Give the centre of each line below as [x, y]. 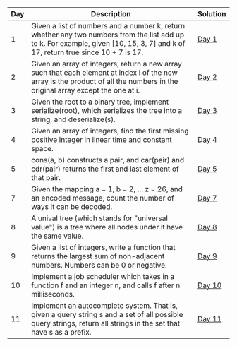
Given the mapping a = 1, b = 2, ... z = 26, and [107, 189]
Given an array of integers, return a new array [107, 64]
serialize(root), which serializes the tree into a [107, 111]
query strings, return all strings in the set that [106, 323]
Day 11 [209, 319]
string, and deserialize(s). [74, 119]
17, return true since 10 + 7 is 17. [87, 52]
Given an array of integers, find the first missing [110, 131]
